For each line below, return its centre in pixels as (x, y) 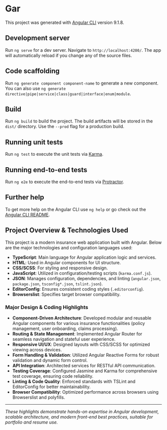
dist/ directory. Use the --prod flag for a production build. (65, 126)
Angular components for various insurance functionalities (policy (79, 323)
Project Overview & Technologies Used (67, 230)
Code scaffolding (32, 71)
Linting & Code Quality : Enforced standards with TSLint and (74, 381)
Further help (25, 197)
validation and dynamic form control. (50, 360)
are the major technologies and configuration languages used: (69, 247)
